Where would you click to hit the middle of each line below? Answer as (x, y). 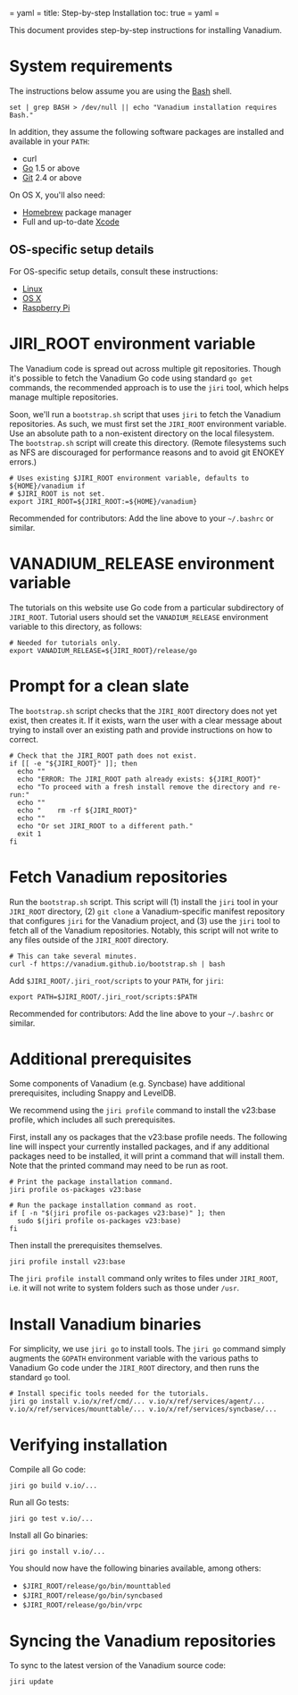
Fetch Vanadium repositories (118, 877)
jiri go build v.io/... (54, 1486)
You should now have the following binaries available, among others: (135, 1568)
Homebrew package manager (77, 212)
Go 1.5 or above (51, 168)
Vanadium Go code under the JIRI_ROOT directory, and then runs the (134, 1368)
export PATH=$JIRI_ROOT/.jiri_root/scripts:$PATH (103, 997)
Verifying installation (88, 1444)
